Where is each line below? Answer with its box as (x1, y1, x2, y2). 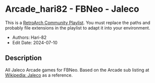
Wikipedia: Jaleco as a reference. (5, 72, 73, 78)
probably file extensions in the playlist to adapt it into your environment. (5, 25, 151, 30)
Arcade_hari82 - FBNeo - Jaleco (5, 3, 139, 15)
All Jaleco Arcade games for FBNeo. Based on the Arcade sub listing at (5, 67, 150, 73)
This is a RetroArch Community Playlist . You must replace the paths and (5, 20, 151, 26)
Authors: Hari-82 (12, 34, 47, 40)
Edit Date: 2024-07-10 (12, 39, 58, 45)
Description (5, 54, 42, 62)
